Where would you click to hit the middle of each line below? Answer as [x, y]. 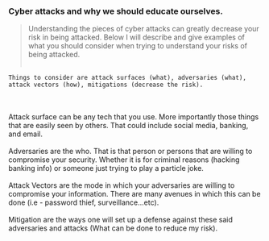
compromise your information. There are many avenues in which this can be [134, 194]
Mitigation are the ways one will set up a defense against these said [121, 220]
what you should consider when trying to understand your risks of [138, 46]
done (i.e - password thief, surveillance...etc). [84, 202]
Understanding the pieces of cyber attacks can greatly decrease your [143, 29]
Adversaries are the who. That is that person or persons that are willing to [130, 152]
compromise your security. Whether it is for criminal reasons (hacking [124, 160]
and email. [25, 134]
